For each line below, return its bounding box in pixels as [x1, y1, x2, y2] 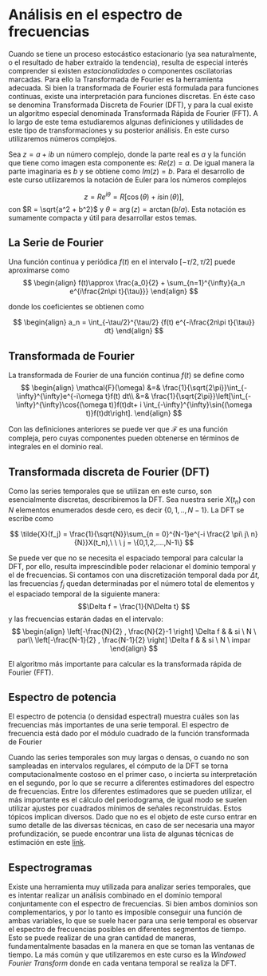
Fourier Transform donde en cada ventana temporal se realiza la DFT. [8, 958, 237, 968]
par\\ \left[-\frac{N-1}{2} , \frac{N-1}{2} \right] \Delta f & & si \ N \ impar [17, 635, 251, 644]
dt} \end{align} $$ [104, 326, 164, 336]
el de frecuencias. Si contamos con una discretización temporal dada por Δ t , [8, 570, 260, 580]
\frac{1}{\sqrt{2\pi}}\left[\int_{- [151, 392, 252, 401]
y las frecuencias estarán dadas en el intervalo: [8, 614, 163, 623]
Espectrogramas [8, 861, 93, 874]
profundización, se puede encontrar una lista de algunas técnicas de [8, 829, 234, 839]
